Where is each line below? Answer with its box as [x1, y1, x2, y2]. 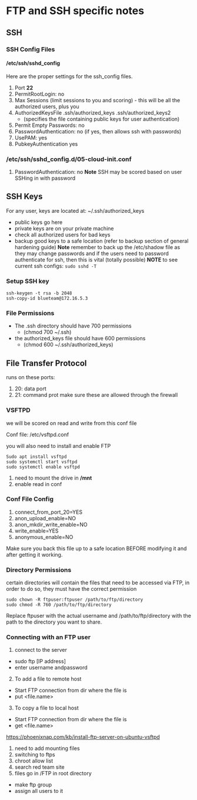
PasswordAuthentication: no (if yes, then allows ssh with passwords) [14, 128, 182, 135]
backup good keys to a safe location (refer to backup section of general [14, 237, 189, 245]
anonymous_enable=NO [14, 533, 74, 540]
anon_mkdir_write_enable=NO [14, 521, 88, 528]
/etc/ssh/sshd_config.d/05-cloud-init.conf [6, 155, 132, 163]
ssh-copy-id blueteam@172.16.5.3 [6, 296, 88, 302]
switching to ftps [14, 751, 55, 758]
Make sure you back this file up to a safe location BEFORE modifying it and [6, 545, 187, 552]
